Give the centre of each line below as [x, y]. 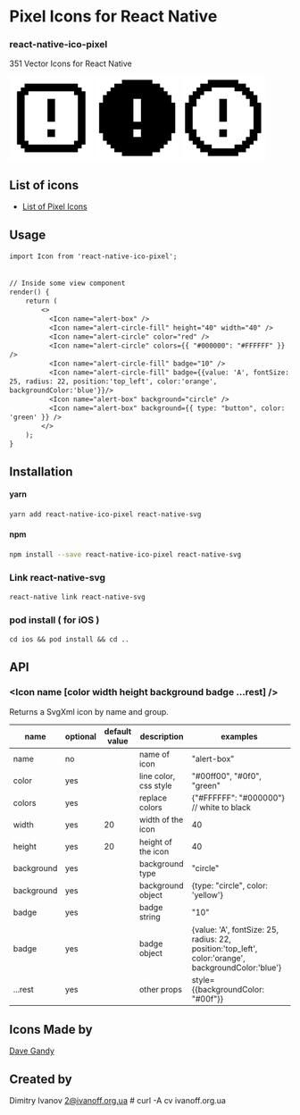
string [150, 917]
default [118, 732]
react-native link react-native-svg [77, 597]
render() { [29, 292]
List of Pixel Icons [54, 206]
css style [155, 785]
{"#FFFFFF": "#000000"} [238, 798]
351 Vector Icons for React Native [71, 63]
